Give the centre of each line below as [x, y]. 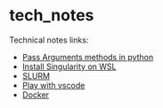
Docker [36, 95]
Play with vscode [53, 85]
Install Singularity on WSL [69, 66]
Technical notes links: [49, 40]
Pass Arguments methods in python [88, 57]
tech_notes [52, 15]
